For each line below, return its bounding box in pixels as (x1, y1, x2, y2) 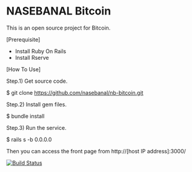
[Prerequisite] (6, 36, 41, 43)
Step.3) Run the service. (6, 124, 67, 131)
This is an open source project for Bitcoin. (6, 24, 111, 31)
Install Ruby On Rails (15, 47, 67, 55)
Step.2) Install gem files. (6, 101, 67, 108)
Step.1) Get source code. (6, 77, 68, 84)
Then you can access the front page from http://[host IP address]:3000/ (6, 147, 187, 154)
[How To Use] (6, 65, 41, 73)
